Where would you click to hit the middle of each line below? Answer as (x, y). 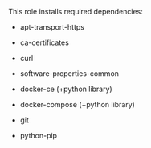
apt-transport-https (52, 27)
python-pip (39, 136)
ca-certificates (45, 42)
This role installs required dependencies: (75, 12)
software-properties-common (69, 74)
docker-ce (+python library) (66, 89)
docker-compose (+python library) (77, 104)
